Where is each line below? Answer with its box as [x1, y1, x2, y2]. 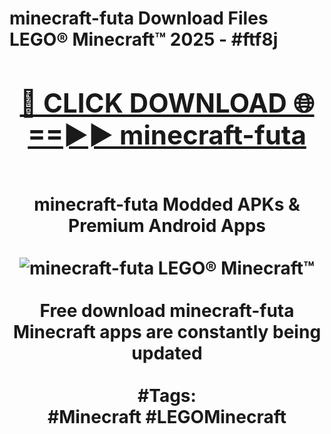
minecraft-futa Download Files [9, 7, 269, 30]
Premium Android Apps [68, 214, 266, 237]
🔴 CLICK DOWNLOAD [19, 86, 287, 119]
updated [131, 342, 203, 364]
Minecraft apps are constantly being [12, 320, 322, 343]
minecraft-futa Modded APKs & [33, 193, 301, 216]
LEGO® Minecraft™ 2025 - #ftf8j [9, 28, 279, 51]
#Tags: [137, 384, 197, 407]
